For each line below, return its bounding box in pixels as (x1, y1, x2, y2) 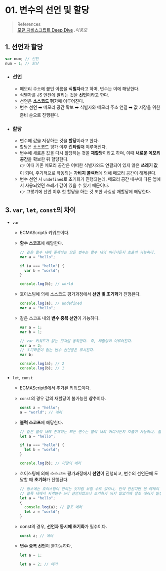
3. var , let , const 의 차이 (5, 206, 76, 214)
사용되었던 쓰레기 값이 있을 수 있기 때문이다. (25, 182, 110, 188)
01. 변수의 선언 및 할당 (5, 4, 90, 16)
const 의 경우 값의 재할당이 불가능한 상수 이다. (19, 395, 106, 401)
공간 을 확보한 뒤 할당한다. (19, 156, 69, 162)
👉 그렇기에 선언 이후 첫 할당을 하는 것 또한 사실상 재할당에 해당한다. (19, 189, 152, 195)
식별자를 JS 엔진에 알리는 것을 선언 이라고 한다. (19, 92, 110, 98)
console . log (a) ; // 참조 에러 (24, 505, 83, 510)
